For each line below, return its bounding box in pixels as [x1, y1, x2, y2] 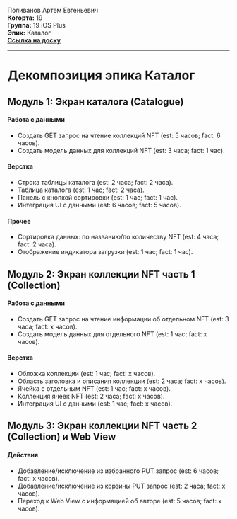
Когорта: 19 [7, 13, 43, 22]
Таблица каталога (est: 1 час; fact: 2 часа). [17, 186, 145, 194]
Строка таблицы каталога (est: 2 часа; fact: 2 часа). [17, 178, 174, 186]
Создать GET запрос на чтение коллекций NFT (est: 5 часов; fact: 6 [17, 131, 221, 139]
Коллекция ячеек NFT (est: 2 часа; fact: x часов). [17, 392, 165, 400]
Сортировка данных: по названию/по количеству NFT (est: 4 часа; [17, 233, 219, 241]
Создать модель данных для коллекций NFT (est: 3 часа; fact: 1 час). [17, 146, 225, 154]
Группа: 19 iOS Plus [7, 21, 66, 29]
